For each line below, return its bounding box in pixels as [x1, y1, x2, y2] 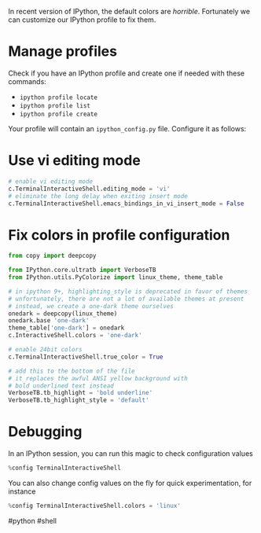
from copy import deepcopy [8, 252, 97, 260]
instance [8, 487, 36, 496]
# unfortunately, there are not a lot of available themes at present [8, 295, 244, 303]
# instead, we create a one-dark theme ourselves [8, 302, 175, 310]
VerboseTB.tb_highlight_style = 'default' [8, 396, 149, 404]
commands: [8, 76, 47, 86]
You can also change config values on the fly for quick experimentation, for [8, 479, 252, 487]
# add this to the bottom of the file [8, 367, 135, 375]
